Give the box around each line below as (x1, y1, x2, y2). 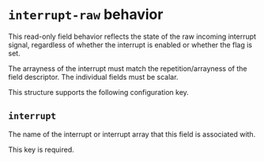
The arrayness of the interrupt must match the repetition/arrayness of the (8, 63, 247, 73)
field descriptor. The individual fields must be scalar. (8, 72, 179, 81)
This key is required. (8, 145, 75, 154)
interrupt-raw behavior (8, 6, 164, 24)
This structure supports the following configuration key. (8, 87, 190, 96)
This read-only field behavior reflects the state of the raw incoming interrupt (8, 32, 257, 41)
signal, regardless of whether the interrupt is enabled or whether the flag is (8, 40, 253, 49)
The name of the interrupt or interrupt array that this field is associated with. (8, 129, 256, 139)
